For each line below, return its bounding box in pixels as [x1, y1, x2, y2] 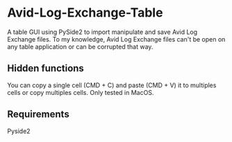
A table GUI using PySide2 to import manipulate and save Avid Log [7, 28, 198, 36]
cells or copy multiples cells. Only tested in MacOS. [7, 88, 154, 96]
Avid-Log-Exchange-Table [7, 5, 163, 21]
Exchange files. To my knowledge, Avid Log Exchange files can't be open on [7, 35, 226, 43]
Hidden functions [7, 62, 85, 74]
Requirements [7, 109, 69, 121]
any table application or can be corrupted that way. [7, 42, 154, 51]
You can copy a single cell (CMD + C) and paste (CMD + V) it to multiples [7, 81, 217, 89]
